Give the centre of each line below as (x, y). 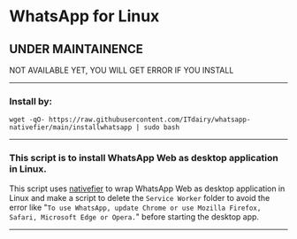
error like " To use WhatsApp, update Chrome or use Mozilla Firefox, (135, 207)
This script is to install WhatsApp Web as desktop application (144, 158)
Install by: (31, 101)
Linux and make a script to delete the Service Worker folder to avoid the (140, 197)
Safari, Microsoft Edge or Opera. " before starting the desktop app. (134, 216)
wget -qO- (27, 120)
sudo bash (161, 127)
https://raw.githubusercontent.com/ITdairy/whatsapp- (149, 120)
